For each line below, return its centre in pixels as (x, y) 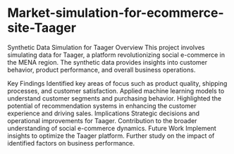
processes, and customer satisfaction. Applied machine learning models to (116, 91)
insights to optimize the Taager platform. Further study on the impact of (111, 136)
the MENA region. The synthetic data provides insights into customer (107, 62)
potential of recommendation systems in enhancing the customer (102, 105)
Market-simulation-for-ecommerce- (116, 13)
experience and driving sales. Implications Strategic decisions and (103, 113)
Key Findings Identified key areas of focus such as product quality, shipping (117, 83)
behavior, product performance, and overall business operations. (101, 70)
